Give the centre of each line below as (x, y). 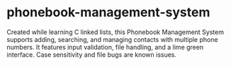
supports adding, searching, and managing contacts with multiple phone (112, 39)
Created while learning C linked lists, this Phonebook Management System (115, 32)
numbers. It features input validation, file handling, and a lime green (105, 47)
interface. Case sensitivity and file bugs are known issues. (92, 55)
